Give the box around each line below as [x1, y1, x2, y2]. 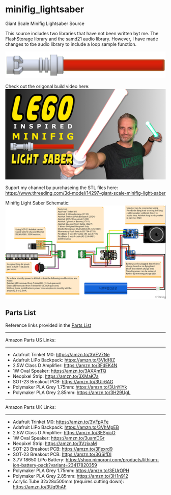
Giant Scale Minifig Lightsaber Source [5, 20, 85, 27]
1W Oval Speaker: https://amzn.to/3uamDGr [12, 435, 105, 441]
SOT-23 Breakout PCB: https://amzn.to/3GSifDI [12, 451, 112, 457]
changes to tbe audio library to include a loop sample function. [5, 41, 136, 47]
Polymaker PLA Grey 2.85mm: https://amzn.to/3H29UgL [12, 389, 131, 396]
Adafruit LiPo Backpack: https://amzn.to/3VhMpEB [12, 424, 119, 430]
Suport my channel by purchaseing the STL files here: [5, 185, 119, 191]
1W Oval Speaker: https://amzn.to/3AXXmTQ [12, 368, 107, 374]
